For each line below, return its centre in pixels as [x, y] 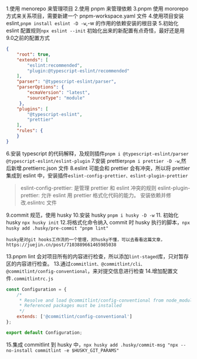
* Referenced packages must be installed [70, 306]
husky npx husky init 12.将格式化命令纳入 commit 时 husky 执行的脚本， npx [98, 222]
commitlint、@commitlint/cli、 [108, 264]
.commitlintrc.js [33, 279]
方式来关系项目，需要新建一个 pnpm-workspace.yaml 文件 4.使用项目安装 [95, 16]
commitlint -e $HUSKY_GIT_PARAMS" [77, 350]
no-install [19, 350]
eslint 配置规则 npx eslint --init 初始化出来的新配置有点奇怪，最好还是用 [95, 30]
